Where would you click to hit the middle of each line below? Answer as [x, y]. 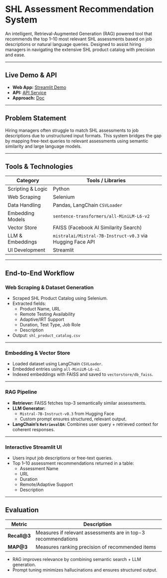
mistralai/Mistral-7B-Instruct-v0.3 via [100, 236]
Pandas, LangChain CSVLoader [88, 205]
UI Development [27, 250]
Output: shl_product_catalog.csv [46, 335]
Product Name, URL [40, 309]
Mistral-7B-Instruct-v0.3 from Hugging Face [67, 413]
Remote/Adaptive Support [46, 484]
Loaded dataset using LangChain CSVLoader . [57, 364]
